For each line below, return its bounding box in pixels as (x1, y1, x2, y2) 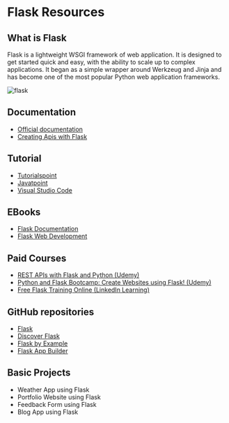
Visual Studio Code (17, 186, 73, 194)
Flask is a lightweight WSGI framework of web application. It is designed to (7, 50, 222, 59)
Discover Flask (17, 332, 61, 341)
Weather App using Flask (17, 385, 90, 394)
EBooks (7, 207, 41, 218)
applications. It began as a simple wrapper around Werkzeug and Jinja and (7, 66, 222, 73)
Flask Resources (7, 4, 105, 20)
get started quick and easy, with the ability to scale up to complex (7, 58, 196, 66)
